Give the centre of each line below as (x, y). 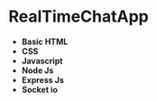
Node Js (37, 70)
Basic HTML (45, 42)
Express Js (42, 79)
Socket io (39, 89)
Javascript (42, 60)
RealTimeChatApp (79, 17)
